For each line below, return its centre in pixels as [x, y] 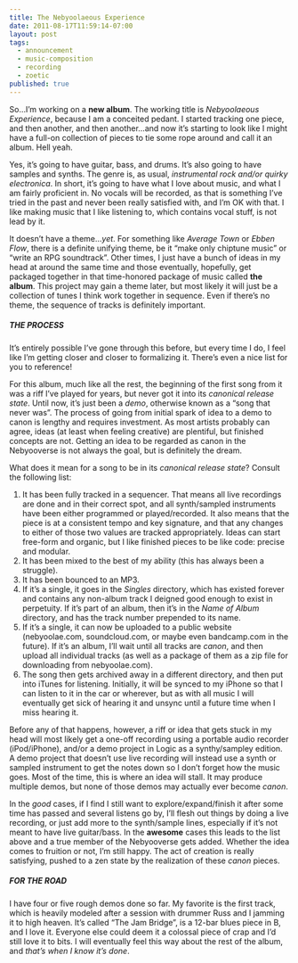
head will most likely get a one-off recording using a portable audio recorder [149, 739]
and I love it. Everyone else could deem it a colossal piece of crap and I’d [143, 932]
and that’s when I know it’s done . [70, 951]
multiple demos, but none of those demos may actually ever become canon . [149, 786]
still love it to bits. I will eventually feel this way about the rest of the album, [146, 941]
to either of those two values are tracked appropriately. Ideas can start [151, 532]
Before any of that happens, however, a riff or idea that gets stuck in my [141, 729]
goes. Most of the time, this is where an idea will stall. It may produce [136, 777]
